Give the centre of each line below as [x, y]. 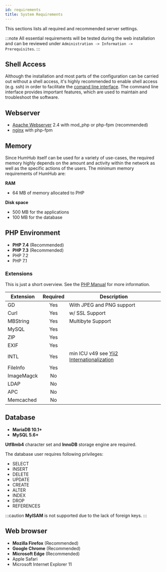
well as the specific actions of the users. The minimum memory [70, 168]
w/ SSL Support [87, 313]
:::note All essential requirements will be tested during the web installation [80, 38]
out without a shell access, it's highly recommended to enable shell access [81, 81]
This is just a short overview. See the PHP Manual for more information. [78, 285]
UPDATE [21, 479]
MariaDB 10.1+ [27, 429]
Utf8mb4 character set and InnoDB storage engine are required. [71, 444]
